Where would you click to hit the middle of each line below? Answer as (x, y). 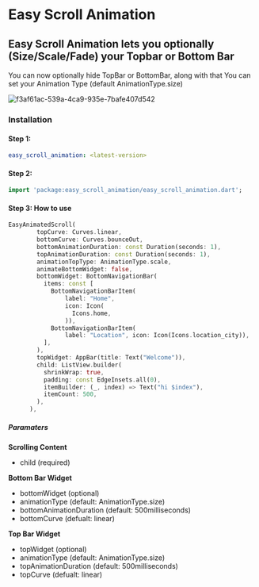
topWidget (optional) (53, 549)
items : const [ (68, 284)
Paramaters (29, 427)
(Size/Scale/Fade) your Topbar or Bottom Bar (122, 56)
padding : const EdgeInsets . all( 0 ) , (102, 380)
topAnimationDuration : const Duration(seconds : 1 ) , (124, 254)
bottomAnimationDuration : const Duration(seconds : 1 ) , (129, 247)
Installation (30, 119)
